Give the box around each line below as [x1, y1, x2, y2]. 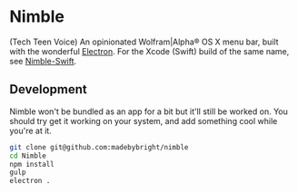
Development [9, 82, 88, 97]
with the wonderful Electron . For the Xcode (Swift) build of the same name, [9, 45, 290, 56]
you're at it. [9, 125, 52, 136]
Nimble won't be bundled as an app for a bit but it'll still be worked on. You [9, 106, 289, 117]
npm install [9, 159, 55, 169]
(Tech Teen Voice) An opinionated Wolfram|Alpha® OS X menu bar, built [9, 36, 279, 47]
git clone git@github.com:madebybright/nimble [9, 142, 189, 151]
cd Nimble [9, 151, 47, 160]
